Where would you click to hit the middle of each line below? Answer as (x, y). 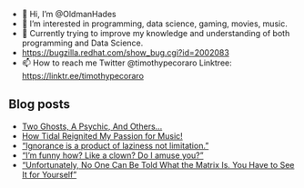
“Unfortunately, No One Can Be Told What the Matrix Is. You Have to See (158, 164)
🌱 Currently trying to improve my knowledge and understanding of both (156, 33)
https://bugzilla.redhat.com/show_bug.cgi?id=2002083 (125, 53)
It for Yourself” (49, 174)
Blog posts (39, 104)
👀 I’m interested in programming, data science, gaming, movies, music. (154, 24)
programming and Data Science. (82, 43)
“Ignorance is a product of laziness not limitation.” (115, 145)
